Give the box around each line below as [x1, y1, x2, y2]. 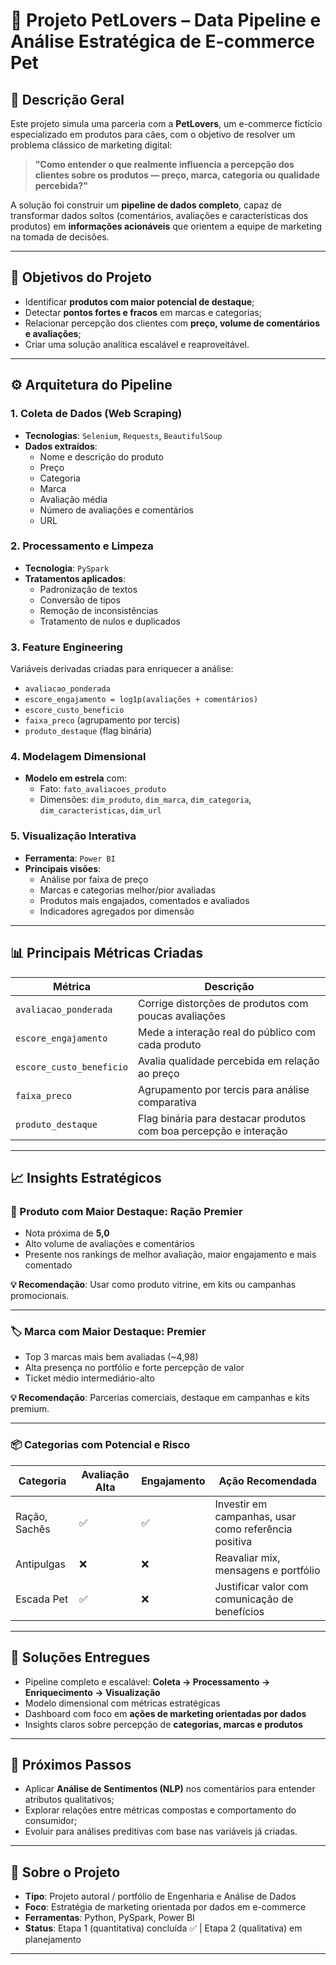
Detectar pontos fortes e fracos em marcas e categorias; [24, 306, 262, 318]
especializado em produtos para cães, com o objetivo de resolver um [10, 129, 296, 140]
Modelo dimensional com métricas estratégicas [24, 1697, 221, 1709]
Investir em [214, 1497, 268, 1511]
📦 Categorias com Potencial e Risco [10, 1438, 191, 1452]
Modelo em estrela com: [24, 772, 128, 784]
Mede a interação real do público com [138, 1025, 317, 1039]
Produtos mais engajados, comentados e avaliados [39, 894, 250, 906]
